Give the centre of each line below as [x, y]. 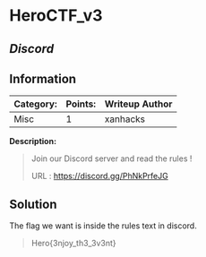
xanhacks [125, 119]
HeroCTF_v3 [56, 16]
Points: [81, 104]
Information [43, 78]
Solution [33, 204]
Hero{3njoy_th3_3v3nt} [73, 244]
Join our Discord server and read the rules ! [112, 158]
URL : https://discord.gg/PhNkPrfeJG [99, 176]
